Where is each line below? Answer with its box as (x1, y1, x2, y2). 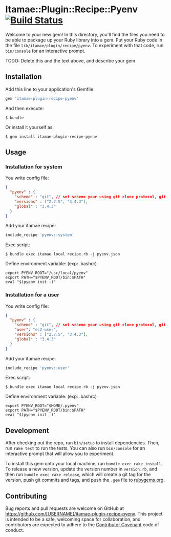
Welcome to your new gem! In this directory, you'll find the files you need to (5, 31, 165, 37)
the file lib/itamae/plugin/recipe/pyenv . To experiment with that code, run (5, 42, 164, 48)
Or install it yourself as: (5, 124, 54, 130)
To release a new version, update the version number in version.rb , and (5, 466, 158, 472)
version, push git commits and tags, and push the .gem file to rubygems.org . (5, 477, 165, 483)
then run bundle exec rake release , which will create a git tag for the (5, 471, 151, 478)
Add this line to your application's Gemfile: (5, 86, 95, 92)
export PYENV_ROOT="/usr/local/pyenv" (5, 270, 88, 276)
